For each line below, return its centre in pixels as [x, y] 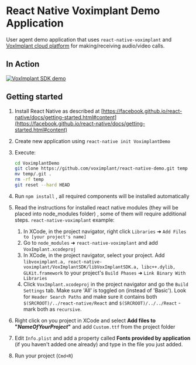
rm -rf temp [29, 180]
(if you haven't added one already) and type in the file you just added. [99, 344]
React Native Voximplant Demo [83, 11]
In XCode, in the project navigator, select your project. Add [94, 255]
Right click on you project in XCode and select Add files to [85, 320]
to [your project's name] [55, 237]
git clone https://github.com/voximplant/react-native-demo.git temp [101, 168]
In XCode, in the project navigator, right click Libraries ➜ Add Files [105, 231]
